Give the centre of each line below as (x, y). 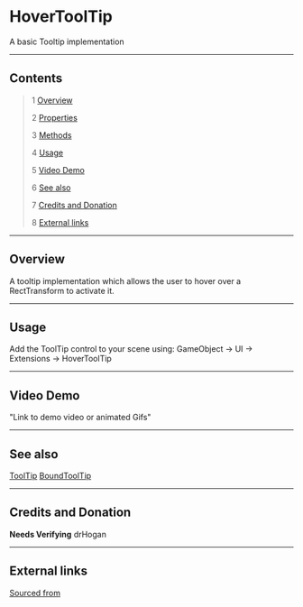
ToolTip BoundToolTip (50, 476)
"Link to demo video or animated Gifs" (80, 418)
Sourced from (35, 593)
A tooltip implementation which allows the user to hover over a (125, 281)
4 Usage (47, 152)
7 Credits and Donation (74, 205)
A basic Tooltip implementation (67, 41)
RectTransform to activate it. (62, 290)
